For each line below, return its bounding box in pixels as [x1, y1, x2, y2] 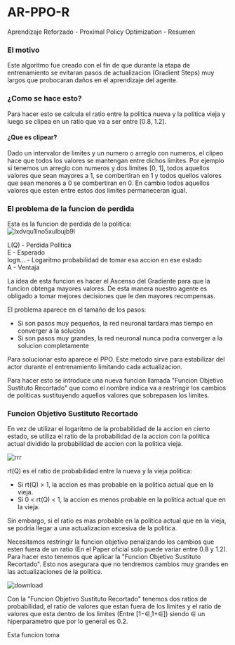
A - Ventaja [7, 263, 40, 272]
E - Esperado [7, 248, 46, 257]
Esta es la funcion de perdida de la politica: [7, 219, 132, 229]
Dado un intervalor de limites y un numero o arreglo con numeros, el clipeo [7, 148, 224, 157]
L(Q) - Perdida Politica [7, 241, 72, 250]
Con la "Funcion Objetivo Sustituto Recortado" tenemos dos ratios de [7, 595, 208, 604]
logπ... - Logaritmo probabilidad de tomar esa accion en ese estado [7, 256, 202, 264]
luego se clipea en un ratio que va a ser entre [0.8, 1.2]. [7, 117, 167, 125]
